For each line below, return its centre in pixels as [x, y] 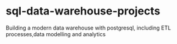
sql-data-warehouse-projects [83, 11]
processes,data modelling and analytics [56, 34]
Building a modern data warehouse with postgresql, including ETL [88, 28]
